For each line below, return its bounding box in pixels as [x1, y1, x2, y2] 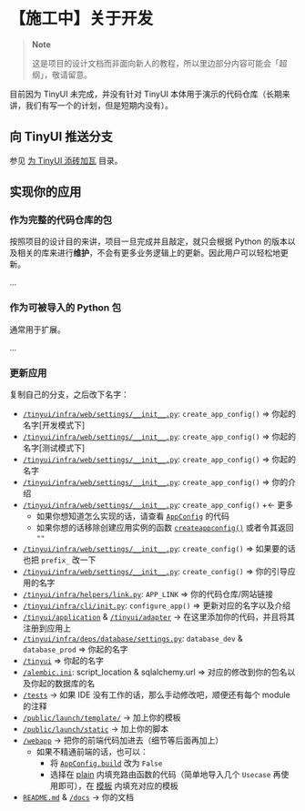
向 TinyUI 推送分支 [9, 129, 114, 145]
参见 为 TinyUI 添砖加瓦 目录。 [9, 155, 123, 166]
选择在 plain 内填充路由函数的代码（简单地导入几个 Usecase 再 [49, 769, 281, 780]
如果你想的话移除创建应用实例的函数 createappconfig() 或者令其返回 [36, 522, 294, 533]
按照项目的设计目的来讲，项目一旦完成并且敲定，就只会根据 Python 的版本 [9, 236, 289, 247]
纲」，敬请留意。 [31, 69, 93, 80]
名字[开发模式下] [22, 420, 86, 431]
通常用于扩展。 [9, 324, 66, 335]
